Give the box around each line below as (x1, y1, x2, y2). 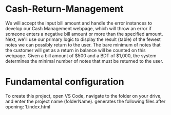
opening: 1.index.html (5, 103, 50, 110)
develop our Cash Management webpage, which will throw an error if (5, 25, 152, 31)
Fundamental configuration (5, 76, 124, 87)
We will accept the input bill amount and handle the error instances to (5, 20, 153, 26)
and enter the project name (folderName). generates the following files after (5, 98, 166, 104)
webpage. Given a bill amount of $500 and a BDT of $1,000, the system (5, 52, 157, 59)
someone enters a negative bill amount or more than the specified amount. (5, 31, 163, 37)
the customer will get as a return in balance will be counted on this (5, 47, 146, 53)
